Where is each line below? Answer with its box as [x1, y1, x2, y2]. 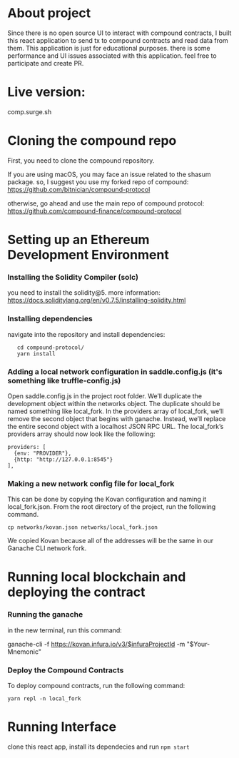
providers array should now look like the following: [7, 430, 156, 438]
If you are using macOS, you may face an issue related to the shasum [7, 170, 211, 178]
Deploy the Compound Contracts [7, 665, 124, 675]
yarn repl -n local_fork [7, 694, 81, 702]
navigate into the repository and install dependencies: [7, 330, 166, 338]
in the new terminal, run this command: [7, 626, 123, 635]
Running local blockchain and [7, 569, 186, 585]
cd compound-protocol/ [16, 344, 84, 351]
